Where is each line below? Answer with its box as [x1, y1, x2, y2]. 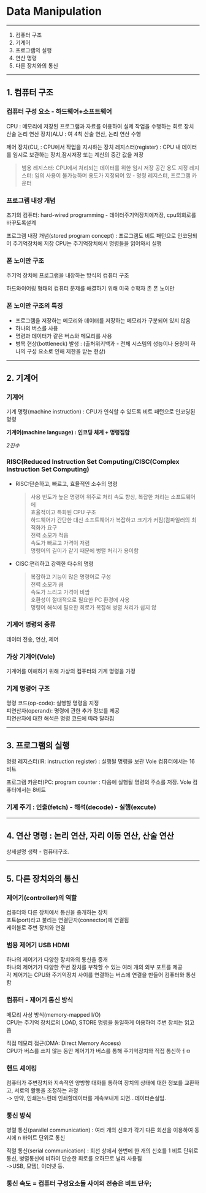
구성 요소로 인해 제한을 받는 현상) [26, 347, 106, 354]
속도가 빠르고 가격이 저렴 [30, 539, 90, 546]
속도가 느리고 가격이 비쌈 [30, 588, 90, 595]
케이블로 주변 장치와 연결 [6, 924, 66, 931]
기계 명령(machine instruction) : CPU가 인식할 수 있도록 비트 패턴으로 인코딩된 [6, 408, 196, 415]
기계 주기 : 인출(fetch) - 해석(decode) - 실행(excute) [6, 803, 156, 812]
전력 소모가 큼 [30, 581, 64, 588]
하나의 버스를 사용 [15, 324, 58, 332]
